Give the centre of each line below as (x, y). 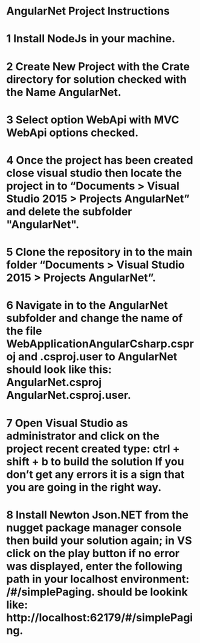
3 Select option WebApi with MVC (93, 120)
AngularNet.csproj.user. (69, 396)
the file (24, 331)
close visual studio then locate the (94, 173)
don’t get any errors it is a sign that (95, 474)
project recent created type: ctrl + (93, 449)
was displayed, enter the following (95, 566)
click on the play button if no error (93, 553)
